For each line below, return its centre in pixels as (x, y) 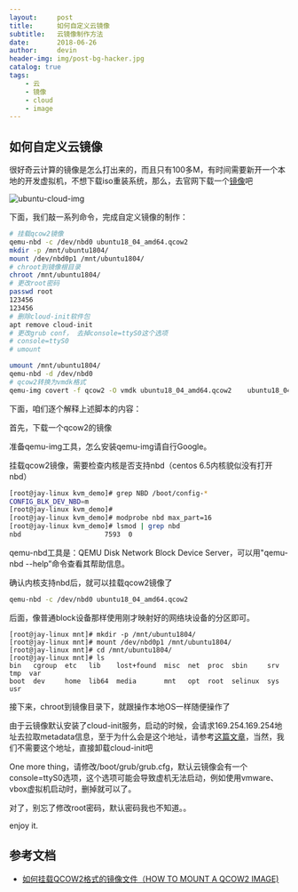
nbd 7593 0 (71, 534)
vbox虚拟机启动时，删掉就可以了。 (73, 789)
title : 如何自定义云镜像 (60, 26)
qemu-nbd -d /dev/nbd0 (51, 374)
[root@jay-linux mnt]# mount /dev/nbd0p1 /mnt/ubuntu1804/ (121, 642)
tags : (19, 76)
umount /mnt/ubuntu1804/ (55, 366)
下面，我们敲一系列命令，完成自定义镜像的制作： (98, 217)
